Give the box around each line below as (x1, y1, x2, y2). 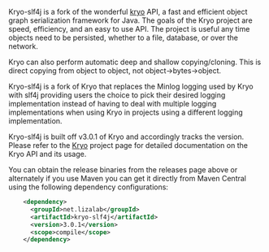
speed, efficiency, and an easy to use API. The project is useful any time (8, 24, 250, 33)
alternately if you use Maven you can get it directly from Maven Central (8, 174, 246, 183)
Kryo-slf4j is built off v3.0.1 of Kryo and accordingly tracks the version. (8, 132, 245, 141)
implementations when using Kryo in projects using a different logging (8, 107, 244, 117)
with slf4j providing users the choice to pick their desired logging (8, 90, 226, 100)
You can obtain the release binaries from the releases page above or (8, 165, 238, 174)
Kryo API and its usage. (8, 150, 87, 159)
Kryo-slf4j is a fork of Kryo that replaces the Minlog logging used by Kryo (8, 81, 254, 91)
